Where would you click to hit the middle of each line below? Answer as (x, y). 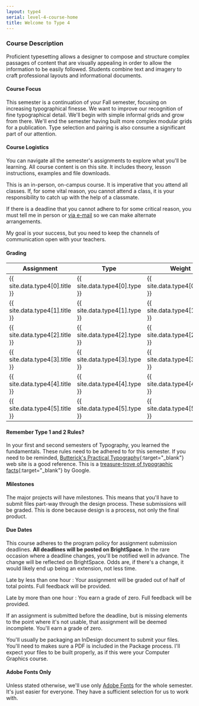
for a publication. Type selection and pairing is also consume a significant (96, 127)
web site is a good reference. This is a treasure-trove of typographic (89, 464)
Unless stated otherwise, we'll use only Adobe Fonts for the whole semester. (99, 685)
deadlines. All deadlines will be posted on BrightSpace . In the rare (88, 549)
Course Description (35, 43)
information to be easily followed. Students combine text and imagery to (94, 69)
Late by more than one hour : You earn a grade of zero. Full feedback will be (99, 597)
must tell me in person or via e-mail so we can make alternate (81, 215)
